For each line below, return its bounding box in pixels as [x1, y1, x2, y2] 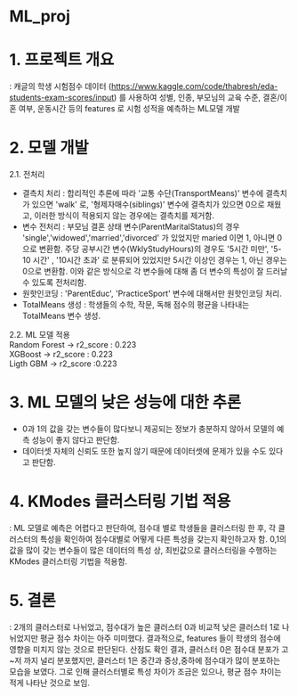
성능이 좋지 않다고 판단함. [31, 435, 120, 445]
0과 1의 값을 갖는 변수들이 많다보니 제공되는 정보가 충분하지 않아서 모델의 [21, 423, 275, 434]
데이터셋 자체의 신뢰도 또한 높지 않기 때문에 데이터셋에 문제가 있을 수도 [21, 446, 267, 456]
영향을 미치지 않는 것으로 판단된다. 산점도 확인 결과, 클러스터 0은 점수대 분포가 [9, 643, 280, 654]
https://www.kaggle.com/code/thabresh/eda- [110, 81, 278, 92]
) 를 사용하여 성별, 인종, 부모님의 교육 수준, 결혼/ [114, 92, 280, 103]
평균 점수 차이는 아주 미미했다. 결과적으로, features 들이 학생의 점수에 [39, 633, 282, 643]
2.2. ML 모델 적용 [9, 330, 71, 340]
